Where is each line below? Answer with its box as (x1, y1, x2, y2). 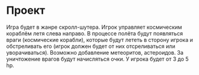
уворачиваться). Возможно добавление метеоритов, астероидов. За (6, 49, 184, 56)
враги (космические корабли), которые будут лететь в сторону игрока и (6, 36, 194, 43)
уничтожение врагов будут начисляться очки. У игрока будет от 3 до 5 (6, 55, 189, 62)
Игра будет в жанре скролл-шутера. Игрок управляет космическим (6, 23, 182, 31)
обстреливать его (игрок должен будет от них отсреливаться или (6, 43, 176, 50)
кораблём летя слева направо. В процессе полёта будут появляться (6, 29, 183, 37)
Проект (6, 4, 46, 17)
